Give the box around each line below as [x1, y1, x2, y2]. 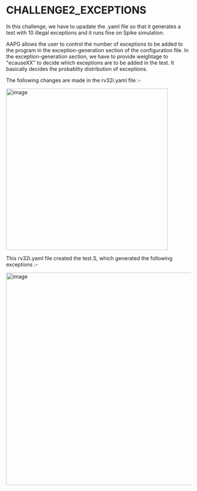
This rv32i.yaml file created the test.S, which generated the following [6, 254, 173, 261]
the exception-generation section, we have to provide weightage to [6, 53, 169, 60]
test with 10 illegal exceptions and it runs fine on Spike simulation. [6, 29, 165, 36]
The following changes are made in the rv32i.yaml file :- [6, 77, 141, 84]
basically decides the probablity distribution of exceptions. [6, 65, 148, 72]
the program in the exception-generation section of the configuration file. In [6, 46, 189, 53]
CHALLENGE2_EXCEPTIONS [6, 4, 147, 17]
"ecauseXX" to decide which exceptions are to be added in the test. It [6, 59, 175, 66]
